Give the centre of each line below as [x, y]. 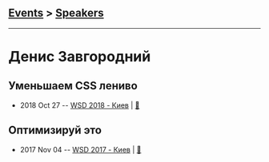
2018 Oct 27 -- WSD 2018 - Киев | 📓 [80, 105]
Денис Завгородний [80, 57]
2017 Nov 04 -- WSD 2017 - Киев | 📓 [80, 149]
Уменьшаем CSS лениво [73, 86]
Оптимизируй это [55, 130]
